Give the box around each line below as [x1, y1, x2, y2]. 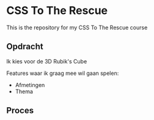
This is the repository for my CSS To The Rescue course [6, 24, 148, 31]
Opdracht [6, 41, 44, 52]
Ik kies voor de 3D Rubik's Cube [6, 57, 87, 65]
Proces [6, 105, 34, 116]
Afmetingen [15, 81, 45, 88]
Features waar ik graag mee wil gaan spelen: [6, 69, 119, 77]
